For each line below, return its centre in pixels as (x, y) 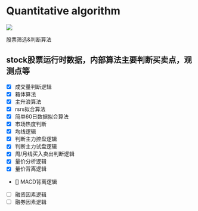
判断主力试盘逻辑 (36, 147)
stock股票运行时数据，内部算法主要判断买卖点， (95, 60)
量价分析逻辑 (30, 162)
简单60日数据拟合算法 (42, 117)
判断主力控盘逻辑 (36, 139)
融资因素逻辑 (30, 194)
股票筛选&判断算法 (29, 39)
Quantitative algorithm (63, 11)
